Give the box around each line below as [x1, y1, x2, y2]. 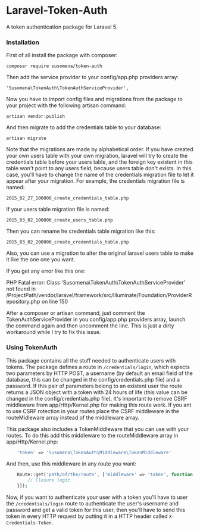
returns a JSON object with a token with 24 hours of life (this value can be [6, 388, 187, 396]
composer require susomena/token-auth [6, 63, 102, 69]
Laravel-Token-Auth [6, 4, 108, 17]
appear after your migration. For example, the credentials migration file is [6, 177, 185, 185]
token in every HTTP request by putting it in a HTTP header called [6, 513, 168, 520]
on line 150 [41, 298, 68, 305]
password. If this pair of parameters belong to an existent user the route [6, 382, 183, 389]
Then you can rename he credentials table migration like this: [6, 227, 156, 235]
